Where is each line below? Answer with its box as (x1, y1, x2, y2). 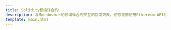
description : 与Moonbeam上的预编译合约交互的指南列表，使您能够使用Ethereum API (5, 12, 164, 17)
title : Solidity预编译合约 (5, 7, 59, 13)
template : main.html (5, 17, 49, 22)
